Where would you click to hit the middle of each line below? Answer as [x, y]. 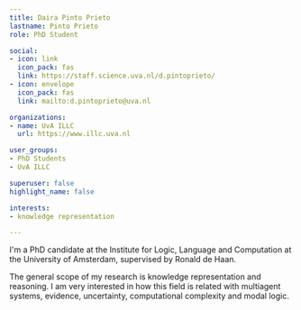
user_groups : [34, 150]
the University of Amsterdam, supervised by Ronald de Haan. [123, 260]
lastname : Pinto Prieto [54, 26]
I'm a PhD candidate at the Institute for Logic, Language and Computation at [150, 250]
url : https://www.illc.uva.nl [74, 134]
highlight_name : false [52, 191]
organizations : [38, 117]
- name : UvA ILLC [42, 126]
